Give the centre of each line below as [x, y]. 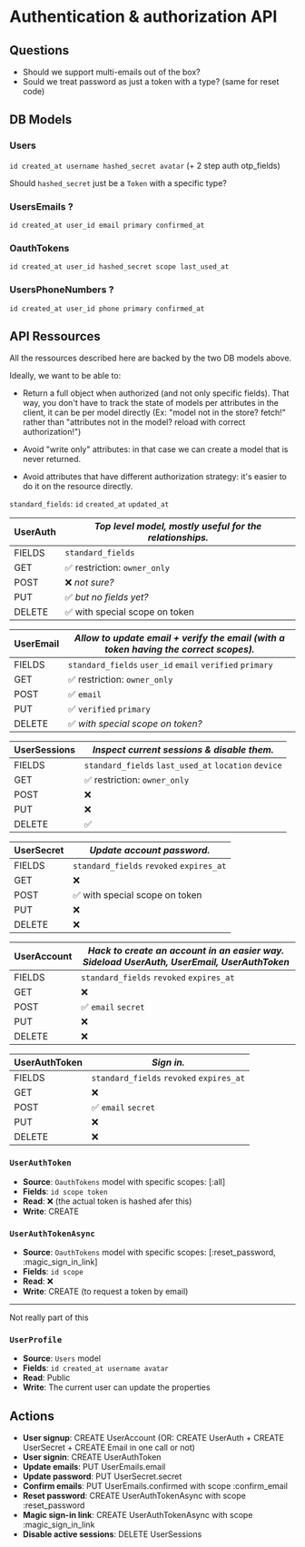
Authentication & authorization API [143, 17]
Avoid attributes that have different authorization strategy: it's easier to [155, 477]
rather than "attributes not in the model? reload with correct [134, 422]
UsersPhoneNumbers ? [62, 290]
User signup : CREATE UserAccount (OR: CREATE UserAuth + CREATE [153, 1438]
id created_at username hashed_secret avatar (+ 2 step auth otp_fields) [145, 165]
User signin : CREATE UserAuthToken [92, 1457]
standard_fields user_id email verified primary [171, 665]
